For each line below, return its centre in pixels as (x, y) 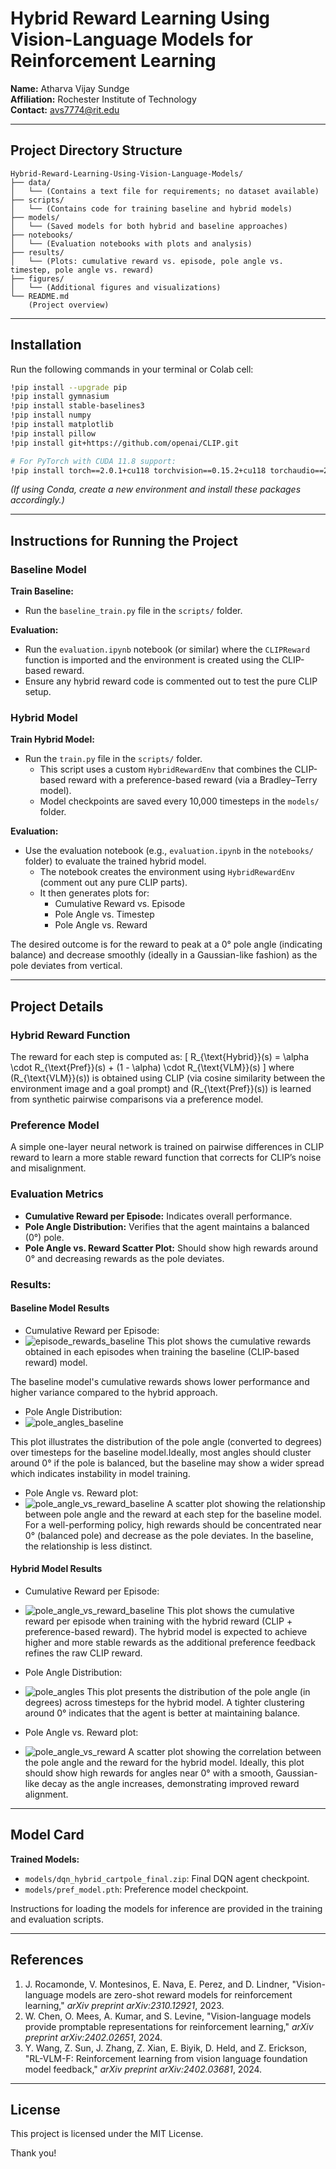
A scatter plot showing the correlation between (225, 1752)
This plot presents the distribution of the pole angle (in (198, 1692)
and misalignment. (48, 1168)
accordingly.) (37, 500)
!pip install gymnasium (60, 397)
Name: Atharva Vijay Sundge (70, 88)
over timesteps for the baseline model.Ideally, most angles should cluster (161, 1452)
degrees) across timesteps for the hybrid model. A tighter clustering (164, 1703)
